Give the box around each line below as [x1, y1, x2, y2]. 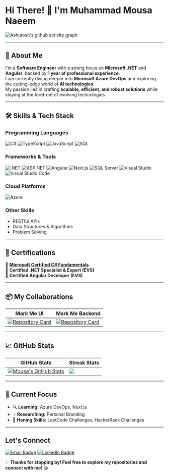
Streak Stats [69, 359, 100, 366]
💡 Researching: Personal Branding [12, 411, 85, 417]
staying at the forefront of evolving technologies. [5, 91, 107, 97]
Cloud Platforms [5, 183, 46, 190]
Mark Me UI [15, 310, 44, 317]
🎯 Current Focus [5, 390, 57, 399]
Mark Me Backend [56, 310, 101, 317]
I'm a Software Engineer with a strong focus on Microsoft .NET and [5, 65, 146, 71]
